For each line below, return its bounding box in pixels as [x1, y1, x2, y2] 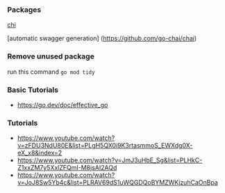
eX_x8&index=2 [17, 148, 62, 157]
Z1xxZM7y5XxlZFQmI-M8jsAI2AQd [17, 164, 117, 172]
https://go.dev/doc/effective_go [17, 100, 108, 109]
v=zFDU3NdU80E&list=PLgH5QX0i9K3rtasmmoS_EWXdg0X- [17, 141, 193, 150]
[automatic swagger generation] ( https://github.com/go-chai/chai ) [7, 34, 197, 43]
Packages [7, 5, 42, 15]
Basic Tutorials [7, 85, 59, 95]
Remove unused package [7, 52, 95, 61]
